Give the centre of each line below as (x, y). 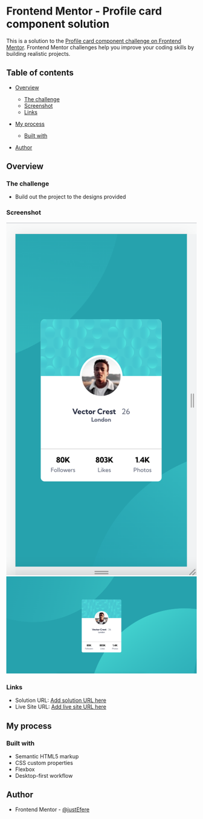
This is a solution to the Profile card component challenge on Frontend (94, 41)
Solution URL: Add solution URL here (61, 700)
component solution (58, 24)
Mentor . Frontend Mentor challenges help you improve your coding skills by (100, 47)
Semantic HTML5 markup (47, 757)
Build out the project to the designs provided (70, 197)
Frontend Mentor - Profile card (84, 11)
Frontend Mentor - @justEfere (52, 809)
